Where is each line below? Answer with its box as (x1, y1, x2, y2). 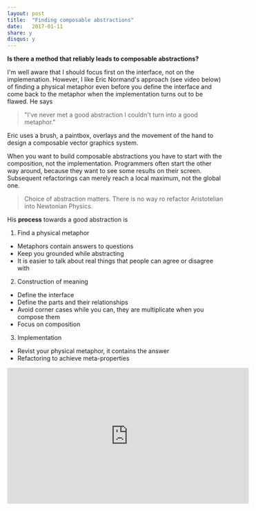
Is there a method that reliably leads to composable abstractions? (7, 54, 199, 63)
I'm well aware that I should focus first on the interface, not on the (7, 68, 195, 77)
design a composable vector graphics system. (7, 139, 139, 147)
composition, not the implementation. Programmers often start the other (7, 159, 212, 168)
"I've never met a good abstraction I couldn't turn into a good (23, 111, 198, 119)
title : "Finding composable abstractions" (7, 17, 135, 23)
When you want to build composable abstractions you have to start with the (7, 152, 222, 161)
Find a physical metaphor (17, 229, 90, 237)
